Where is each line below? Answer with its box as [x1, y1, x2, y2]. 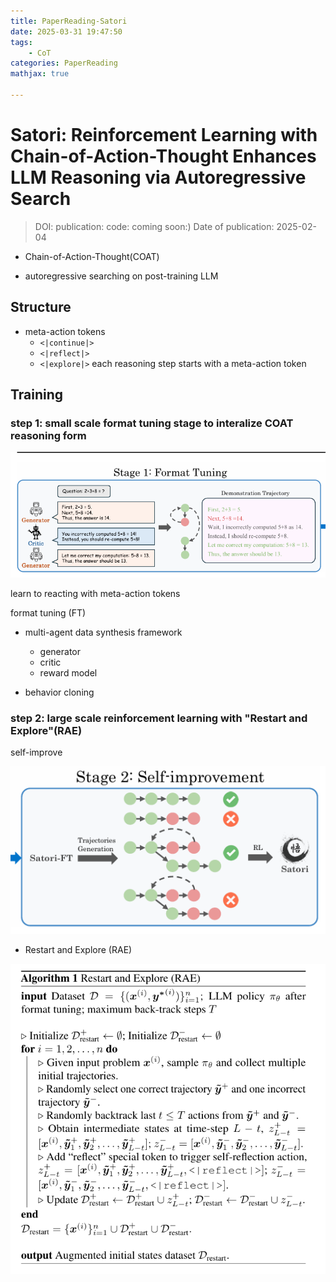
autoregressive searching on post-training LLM [24, 270, 219, 282]
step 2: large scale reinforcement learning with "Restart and [10, 711, 308, 725]
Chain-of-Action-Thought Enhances [10, 145, 317, 168]
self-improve [10, 746, 63, 759]
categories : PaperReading [10, 58, 118, 69]
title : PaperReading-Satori [10, 16, 128, 26]
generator [39, 645, 82, 657]
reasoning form [10, 428, 87, 442]
